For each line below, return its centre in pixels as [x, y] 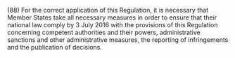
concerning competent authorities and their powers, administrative [104, 32]
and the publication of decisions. [55, 47]
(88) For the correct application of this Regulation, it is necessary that [108, 10]
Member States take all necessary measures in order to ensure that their [112, 17]
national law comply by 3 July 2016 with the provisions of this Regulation [113, 25]
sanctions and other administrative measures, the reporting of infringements [118, 40]
